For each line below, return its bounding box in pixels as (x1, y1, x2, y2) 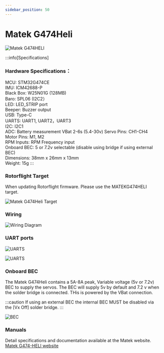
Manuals (5, 326, 27, 333)
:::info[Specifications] (5, 54, 49, 60)
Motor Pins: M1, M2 (5, 134, 44, 140)
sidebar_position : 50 (5, 7, 50, 12)
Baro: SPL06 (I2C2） (5, 96, 47, 101)
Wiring (5, 211, 22, 218)
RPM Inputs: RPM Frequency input (5, 139, 75, 145)
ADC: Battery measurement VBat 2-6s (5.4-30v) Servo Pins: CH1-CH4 (5, 128, 148, 134)
